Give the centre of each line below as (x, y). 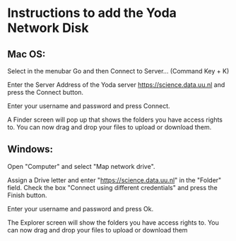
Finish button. (27, 195)
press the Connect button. (45, 92)
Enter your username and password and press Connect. (89, 106)
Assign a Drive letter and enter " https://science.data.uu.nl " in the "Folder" (114, 180)
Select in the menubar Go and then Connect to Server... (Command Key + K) (118, 71)
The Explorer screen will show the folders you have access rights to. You (113, 222)
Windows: (30, 149)
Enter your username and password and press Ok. (81, 208)
